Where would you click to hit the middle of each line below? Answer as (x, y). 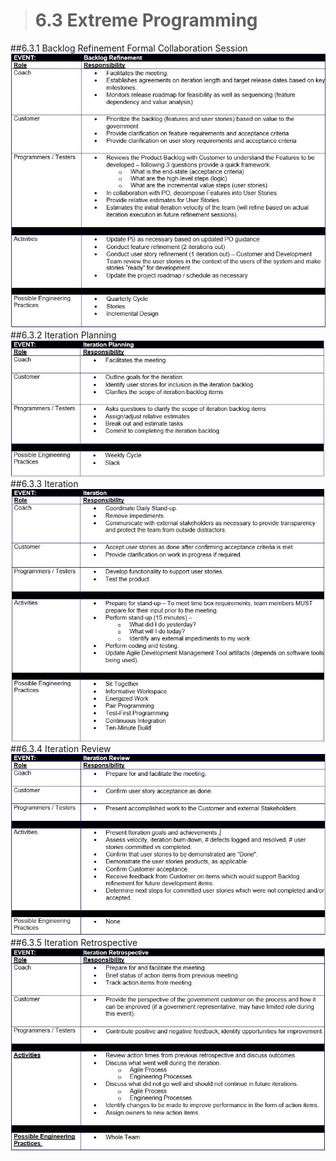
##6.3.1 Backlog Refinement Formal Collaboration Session (129, 48)
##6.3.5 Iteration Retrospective (74, 943)
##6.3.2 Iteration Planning (63, 335)
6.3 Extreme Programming (146, 20)
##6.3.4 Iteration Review (61, 749)
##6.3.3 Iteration (44, 484)
